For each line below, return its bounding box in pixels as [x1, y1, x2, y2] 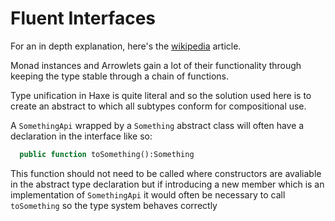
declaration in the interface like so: [10, 130, 153, 142]
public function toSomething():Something [19, 149, 195, 159]
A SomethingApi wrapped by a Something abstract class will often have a [10, 119, 305, 131]
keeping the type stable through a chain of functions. [10, 70, 229, 82]
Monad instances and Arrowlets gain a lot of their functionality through [10, 59, 302, 71]
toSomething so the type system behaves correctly [10, 199, 218, 211]
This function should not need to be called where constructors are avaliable [10, 167, 322, 179]
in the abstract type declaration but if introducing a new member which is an [10, 178, 325, 190]
